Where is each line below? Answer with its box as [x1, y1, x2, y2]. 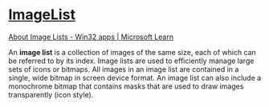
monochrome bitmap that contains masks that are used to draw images [8, 81, 244, 91]
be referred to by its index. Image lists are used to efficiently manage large [8, 56, 255, 65]
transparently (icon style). [8, 89, 94, 99]
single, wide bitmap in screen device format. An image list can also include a [8, 73, 262, 82]
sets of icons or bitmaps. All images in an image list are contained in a [8, 64, 239, 73]
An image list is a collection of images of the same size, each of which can [8, 47, 257, 57]
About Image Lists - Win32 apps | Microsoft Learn [8, 32, 174, 42]
